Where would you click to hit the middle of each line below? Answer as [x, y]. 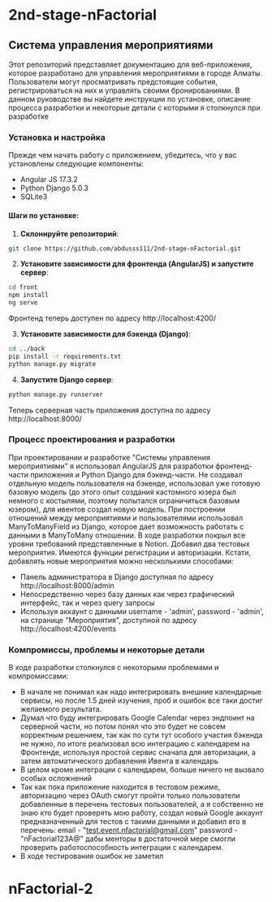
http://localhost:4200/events [68, 629]
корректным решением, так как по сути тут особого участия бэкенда [141, 735]
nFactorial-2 [51, 889]
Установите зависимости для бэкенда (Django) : [105, 334]
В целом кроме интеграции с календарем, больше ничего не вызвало [142, 769]
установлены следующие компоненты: [76, 163]
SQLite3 [34, 197]
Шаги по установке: [44, 215]
